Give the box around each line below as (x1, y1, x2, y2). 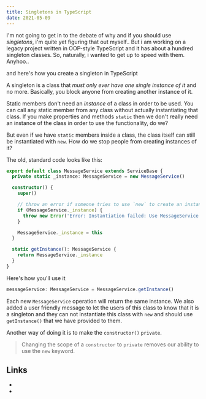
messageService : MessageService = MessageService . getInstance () (6, 286, 174, 292)
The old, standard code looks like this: (6, 156, 103, 163)
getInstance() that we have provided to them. (6, 317, 123, 324)
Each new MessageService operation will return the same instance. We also (6, 297, 194, 305)
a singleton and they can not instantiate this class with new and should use (6, 310, 193, 317)
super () (17, 191, 37, 197)
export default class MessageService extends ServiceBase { (6, 168, 164, 174)
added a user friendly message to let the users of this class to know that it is (6, 304, 199, 311)
